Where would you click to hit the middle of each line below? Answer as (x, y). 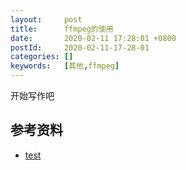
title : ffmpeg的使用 (62, 29)
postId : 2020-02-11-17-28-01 (80, 47)
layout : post (46, 19)
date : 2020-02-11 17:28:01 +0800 (93, 38)
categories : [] (42, 57)
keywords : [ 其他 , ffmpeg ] (65, 66)
